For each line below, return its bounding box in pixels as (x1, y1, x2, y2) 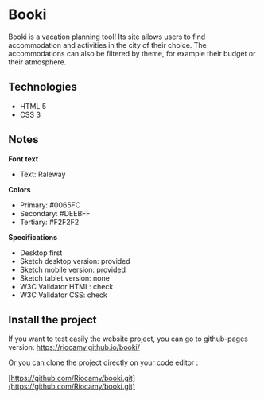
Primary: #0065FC (19, 200, 81, 210)
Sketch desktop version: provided (19, 256, 130, 265)
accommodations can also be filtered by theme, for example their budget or (8, 48, 256, 58)
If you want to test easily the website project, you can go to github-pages (8, 334, 248, 343)
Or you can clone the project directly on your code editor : (8, 358, 199, 367)
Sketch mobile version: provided (19, 265, 126, 274)
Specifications (8, 232, 58, 242)
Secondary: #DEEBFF (19, 208, 91, 218)
